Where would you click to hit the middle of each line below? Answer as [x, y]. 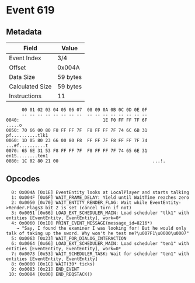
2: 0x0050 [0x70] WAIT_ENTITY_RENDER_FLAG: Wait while [79, 202]
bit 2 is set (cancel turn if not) [88, 208]
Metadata [24, 32]
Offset [18, 68]
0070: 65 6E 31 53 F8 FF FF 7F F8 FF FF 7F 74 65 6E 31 [77, 151]
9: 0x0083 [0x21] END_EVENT [46, 269]
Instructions [25, 96]
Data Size [22, 77]
